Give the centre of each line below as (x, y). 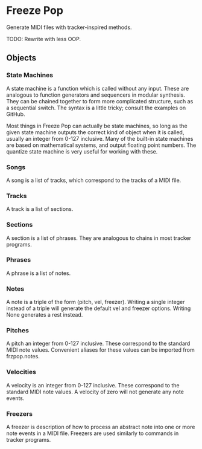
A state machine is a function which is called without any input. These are (98, 88)
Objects (21, 58)
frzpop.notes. (23, 357)
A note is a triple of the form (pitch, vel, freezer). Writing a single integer (96, 302)
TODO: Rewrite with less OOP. (44, 39)
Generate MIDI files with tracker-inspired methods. (69, 27)
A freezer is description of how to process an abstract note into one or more (101, 427)
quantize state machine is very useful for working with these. (82, 151)
